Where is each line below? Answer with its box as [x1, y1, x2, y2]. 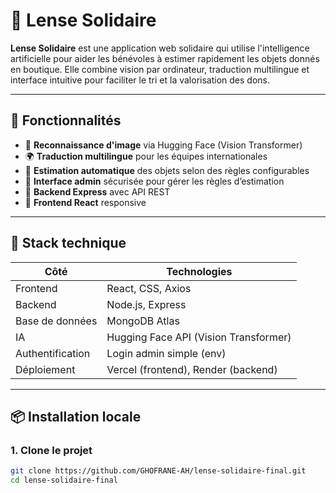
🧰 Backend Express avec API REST [24, 185, 171, 198]
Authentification [15, 346, 91, 360]
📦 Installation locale [10, 408, 142, 425]
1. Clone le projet [10, 443, 93, 457]
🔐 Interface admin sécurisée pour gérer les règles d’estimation [24, 175, 285, 187]
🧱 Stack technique [10, 235, 127, 252]
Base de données [15, 314, 98, 328]
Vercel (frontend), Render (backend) [106, 362, 278, 376]
